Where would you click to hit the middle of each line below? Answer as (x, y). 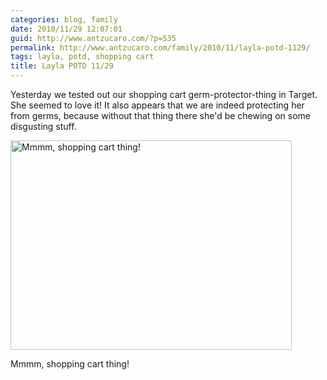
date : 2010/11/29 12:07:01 (66, 29)
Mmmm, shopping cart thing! (70, 364)
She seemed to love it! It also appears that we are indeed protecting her (157, 105)
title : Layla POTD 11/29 (62, 66)
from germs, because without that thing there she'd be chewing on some (160, 115)
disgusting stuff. (43, 126)
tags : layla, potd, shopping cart (82, 57)
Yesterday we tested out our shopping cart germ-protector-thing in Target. (164, 94)
